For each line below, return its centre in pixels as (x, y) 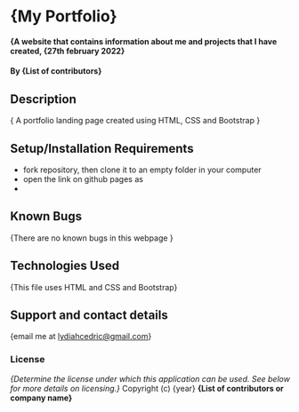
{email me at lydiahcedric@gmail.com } (81, 337)
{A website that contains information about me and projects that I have (144, 41)
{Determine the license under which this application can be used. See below (150, 378)
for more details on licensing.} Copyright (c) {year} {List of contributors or (147, 388)
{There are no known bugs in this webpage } (92, 238)
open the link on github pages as (83, 179)
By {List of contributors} (56, 71)
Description (43, 99)
